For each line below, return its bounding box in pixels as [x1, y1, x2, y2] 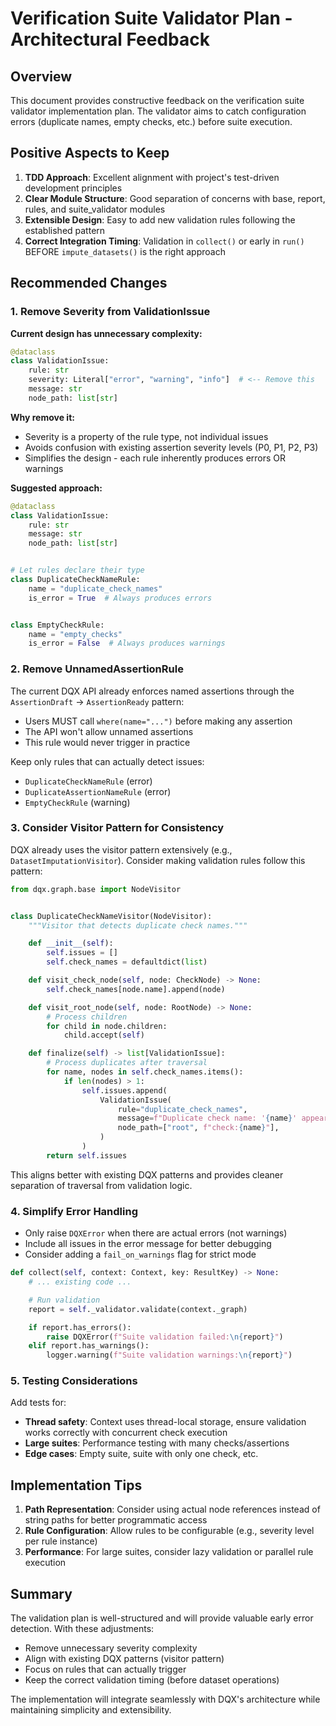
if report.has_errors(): [28, 1322, 132, 1332]
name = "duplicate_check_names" [28, 583, 163, 594]
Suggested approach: [10, 482, 103, 494]
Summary [10, 1585, 73, 1602]
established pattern [24, 224, 106, 236]
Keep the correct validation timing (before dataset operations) [24, 1674, 280, 1686]
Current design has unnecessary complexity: [10, 327, 203, 339]
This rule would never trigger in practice [24, 736, 191, 748]
